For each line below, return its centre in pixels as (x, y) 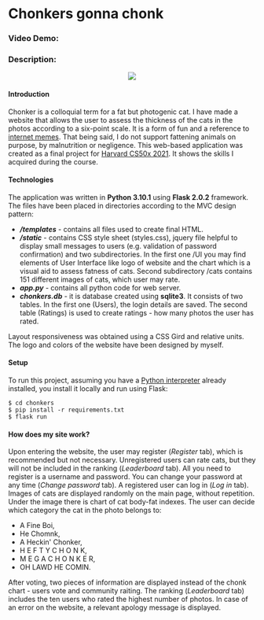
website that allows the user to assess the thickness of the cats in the (121, 120)
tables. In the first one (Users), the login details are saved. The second (133, 304)
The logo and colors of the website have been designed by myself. (116, 345)
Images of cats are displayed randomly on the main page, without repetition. (132, 493)
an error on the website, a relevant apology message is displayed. (115, 607)
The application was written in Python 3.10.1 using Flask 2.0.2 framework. (128, 197)
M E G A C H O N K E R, (57, 559)
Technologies (31, 180)
